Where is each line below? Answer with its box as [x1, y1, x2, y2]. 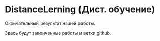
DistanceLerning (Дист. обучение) [5, 4, 155, 15]
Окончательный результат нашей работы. [5, 20, 96, 26]
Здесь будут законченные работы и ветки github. [5, 30, 111, 36]
